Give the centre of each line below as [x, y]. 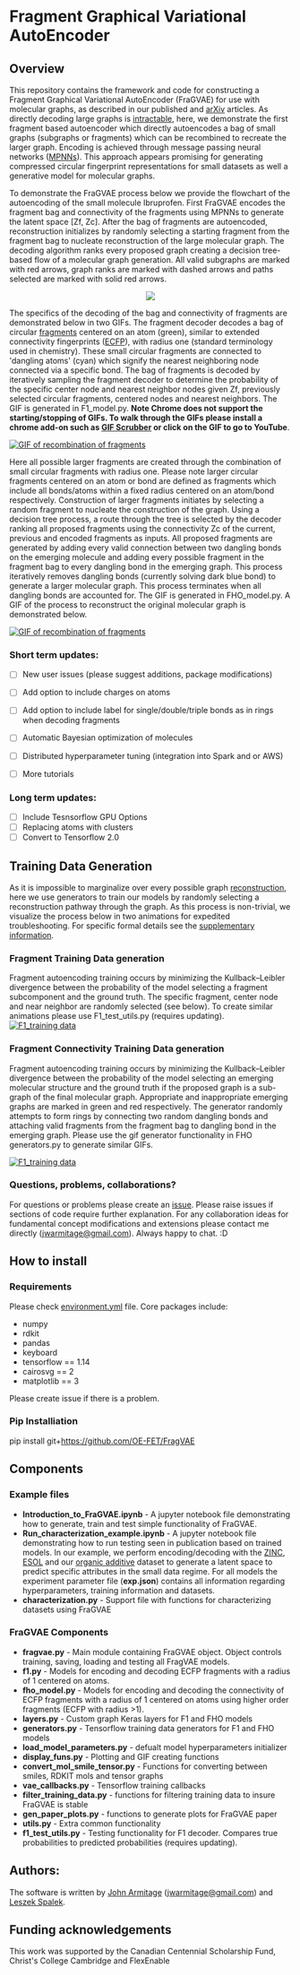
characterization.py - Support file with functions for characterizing [146, 1600]
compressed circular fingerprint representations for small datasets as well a [149, 166]
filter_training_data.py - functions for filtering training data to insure [149, 1795]
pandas [36, 1342]
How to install [48, 1261]
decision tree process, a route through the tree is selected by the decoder [146, 519]
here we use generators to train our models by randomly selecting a [134, 897]
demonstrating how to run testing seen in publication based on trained [152, 1542]
